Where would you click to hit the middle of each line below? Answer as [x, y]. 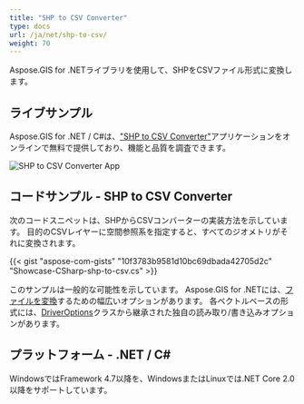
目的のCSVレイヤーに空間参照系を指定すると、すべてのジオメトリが [153, 232]
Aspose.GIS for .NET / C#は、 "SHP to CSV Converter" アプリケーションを [146, 136]
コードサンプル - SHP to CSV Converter [121, 197]
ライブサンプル [51, 113]
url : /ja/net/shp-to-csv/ [58, 34]
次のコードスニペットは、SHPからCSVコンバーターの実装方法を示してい [145, 220]
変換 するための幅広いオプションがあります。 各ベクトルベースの [161, 301]
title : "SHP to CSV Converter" [69, 18]
